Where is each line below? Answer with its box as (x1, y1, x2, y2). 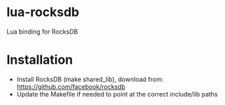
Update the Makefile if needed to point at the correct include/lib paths (16, 90, 218, 98)
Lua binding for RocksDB (6, 27, 78, 36)
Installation (6, 52, 73, 68)
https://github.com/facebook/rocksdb (16, 82, 126, 91)
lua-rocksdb (6, 4, 80, 20)
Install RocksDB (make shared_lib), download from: (16, 75, 164, 83)
